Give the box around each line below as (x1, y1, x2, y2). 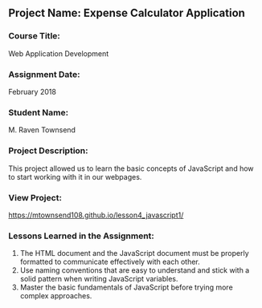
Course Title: (8, 30, 60, 42)
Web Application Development (8, 48, 109, 59)
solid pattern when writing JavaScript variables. (19, 274, 178, 284)
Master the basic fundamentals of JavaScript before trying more (19, 282, 233, 292)
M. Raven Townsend (8, 125, 76, 135)
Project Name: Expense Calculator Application (8, 6, 245, 20)
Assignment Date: (8, 68, 80, 79)
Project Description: (8, 145, 88, 156)
